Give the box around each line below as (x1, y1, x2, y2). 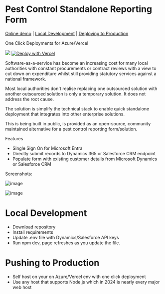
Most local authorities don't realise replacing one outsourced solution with (5, 86, 158, 92)
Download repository (12, 224, 56, 230)
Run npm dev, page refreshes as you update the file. (12, 240, 121, 246)
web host (12, 284, 32, 290)
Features (5, 135, 23, 141)
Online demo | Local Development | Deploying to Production (5, 30, 129, 36)
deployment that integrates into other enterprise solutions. (5, 111, 125, 117)
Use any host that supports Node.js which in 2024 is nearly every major (12, 279, 160, 285)
